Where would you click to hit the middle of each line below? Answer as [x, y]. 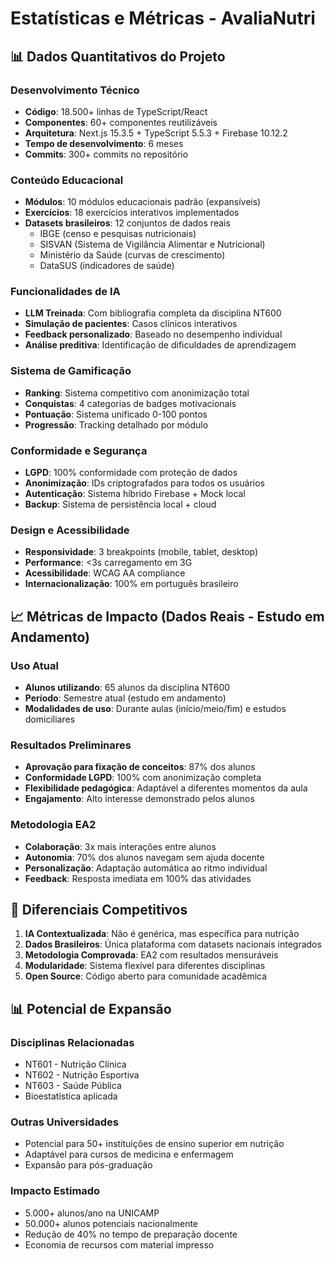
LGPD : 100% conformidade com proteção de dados [131, 473]
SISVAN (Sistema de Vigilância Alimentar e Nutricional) [152, 244]
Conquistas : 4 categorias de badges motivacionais [130, 403]
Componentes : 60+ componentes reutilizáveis [121, 122]
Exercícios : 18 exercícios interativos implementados [132, 213]
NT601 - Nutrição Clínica [75, 1064]
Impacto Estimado [55, 1191]
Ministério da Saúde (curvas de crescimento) [132, 255]
